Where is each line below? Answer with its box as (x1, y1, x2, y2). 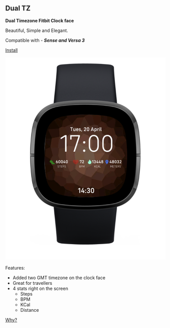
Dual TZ (5, 4, 31, 13)
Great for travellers (12, 280, 52, 286)
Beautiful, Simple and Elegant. (5, 27, 69, 34)
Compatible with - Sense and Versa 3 (5, 37, 85, 43)
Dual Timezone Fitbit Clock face (5, 17, 74, 23)
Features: (5, 265, 25, 271)
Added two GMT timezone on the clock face (12, 274, 106, 281)
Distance (20, 307, 39, 313)
